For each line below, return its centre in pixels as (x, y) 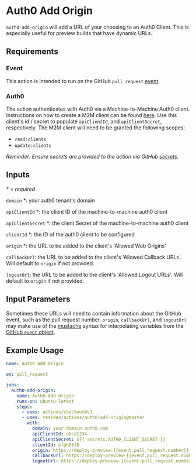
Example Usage (35, 350)
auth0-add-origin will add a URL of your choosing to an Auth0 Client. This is (97, 27)
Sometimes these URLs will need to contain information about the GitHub (94, 313)
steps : (24, 407)
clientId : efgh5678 (56, 445)
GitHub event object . (31, 332)
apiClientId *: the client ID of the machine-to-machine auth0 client (87, 211)
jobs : (13, 385)
